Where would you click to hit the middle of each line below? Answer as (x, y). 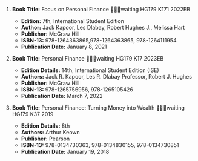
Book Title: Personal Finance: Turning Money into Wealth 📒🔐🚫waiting (98, 108)
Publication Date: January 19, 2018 (65, 152)
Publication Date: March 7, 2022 (62, 96)
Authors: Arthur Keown (50, 132)
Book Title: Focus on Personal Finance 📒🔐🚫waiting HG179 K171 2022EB (101, 9)
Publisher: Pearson (45, 139)
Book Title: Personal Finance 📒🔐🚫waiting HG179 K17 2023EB (88, 58)
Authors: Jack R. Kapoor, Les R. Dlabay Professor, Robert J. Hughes (107, 77)
